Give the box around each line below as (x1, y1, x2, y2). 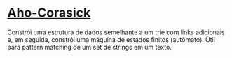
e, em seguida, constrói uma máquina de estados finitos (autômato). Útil (7, 35, 216, 43)
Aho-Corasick (7, 5, 91, 21)
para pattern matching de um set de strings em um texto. (7, 43, 172, 51)
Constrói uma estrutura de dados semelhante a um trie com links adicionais (7, 28, 226, 36)
